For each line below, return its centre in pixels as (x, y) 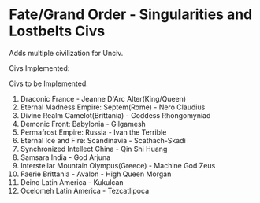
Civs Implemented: (39, 68)
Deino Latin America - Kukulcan (72, 182)
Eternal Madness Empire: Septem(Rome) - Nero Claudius (113, 107)
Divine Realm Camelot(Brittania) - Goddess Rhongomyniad (115, 115)
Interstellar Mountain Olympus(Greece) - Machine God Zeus (118, 165)
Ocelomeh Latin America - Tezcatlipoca (84, 190)
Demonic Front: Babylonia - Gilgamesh (83, 124)
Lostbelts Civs (57, 31)
